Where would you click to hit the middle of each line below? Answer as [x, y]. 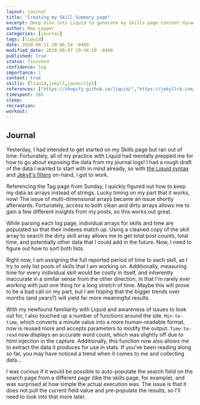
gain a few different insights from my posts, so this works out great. [89, 212]
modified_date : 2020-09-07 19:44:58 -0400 [60, 51]
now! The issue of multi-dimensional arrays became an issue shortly [90, 199]
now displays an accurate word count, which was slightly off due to [101, 335]
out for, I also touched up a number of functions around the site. [85, 316]
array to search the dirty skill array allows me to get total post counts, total [97, 236]
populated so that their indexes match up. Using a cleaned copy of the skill [98, 230]
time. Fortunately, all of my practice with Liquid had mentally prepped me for [100, 156]
